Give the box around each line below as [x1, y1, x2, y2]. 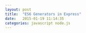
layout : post [5, 7, 32, 12]
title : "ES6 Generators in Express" [5, 12, 82, 16]
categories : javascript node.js [5, 20, 70, 26]
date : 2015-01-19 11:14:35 [5, 16, 64, 21]
